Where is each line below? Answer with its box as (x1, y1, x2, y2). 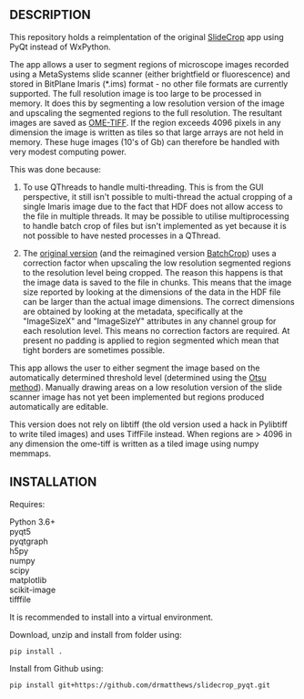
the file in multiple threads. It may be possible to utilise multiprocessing (22, 210, 289, 222)
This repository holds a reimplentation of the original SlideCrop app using (9, 31, 284, 42)
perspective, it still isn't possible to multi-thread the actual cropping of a (22, 191, 293, 202)
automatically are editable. (9, 401, 109, 412)
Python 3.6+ (9, 516, 56, 527)
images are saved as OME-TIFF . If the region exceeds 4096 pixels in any (9, 117, 281, 128)
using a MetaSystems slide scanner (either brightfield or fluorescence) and (9, 68, 291, 79)
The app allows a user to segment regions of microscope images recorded (9, 58, 289, 69)
